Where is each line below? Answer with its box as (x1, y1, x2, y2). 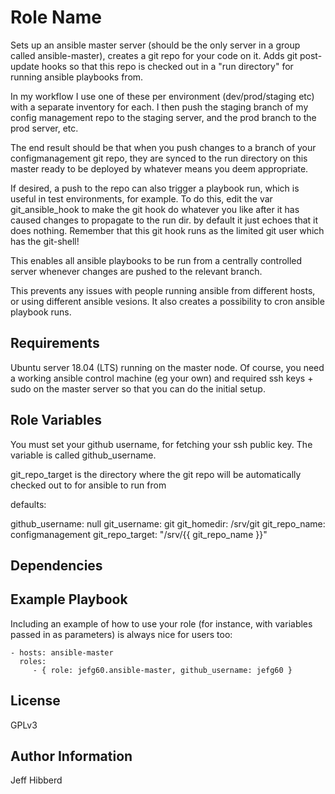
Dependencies (10, 557, 103, 574)
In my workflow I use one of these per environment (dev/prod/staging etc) (10, 90, 315, 102)
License (10, 692, 61, 710)
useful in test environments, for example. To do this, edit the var (10, 192, 273, 205)
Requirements (10, 335, 100, 352)
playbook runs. (10, 306, 72, 318)
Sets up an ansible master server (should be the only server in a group (10, 39, 301, 51)
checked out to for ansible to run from (10, 479, 167, 491)
